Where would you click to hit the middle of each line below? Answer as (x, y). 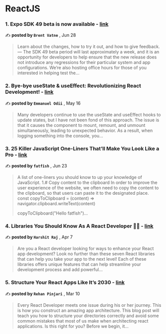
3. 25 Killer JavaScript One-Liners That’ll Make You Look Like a (82, 148)
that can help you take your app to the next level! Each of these (82, 259)
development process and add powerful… (60, 270)
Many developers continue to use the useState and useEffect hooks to (89, 114)
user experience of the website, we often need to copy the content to (88, 188)
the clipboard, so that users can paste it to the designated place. (83, 193)
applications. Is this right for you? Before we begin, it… (73, 326)
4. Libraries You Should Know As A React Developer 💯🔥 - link (79, 226)
